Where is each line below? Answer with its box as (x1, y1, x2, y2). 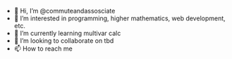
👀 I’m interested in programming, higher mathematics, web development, (13, 14, 226, 22)
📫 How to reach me (13, 44, 73, 53)
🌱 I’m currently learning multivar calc (13, 29, 121, 37)
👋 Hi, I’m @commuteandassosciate (13, 7, 116, 15)
